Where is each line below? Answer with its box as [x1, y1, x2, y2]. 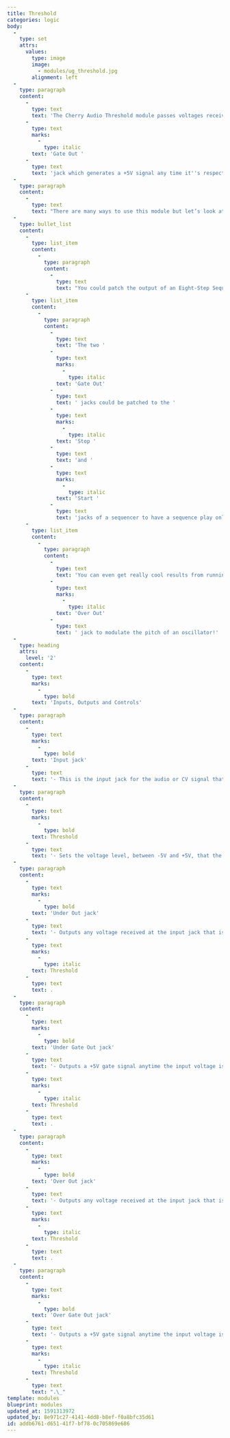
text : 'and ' [55, 457, 94, 464]
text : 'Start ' [55, 495, 99, 502]
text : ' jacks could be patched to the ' [55, 399, 176, 406]
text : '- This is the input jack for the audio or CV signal [31, 776, 210, 782]
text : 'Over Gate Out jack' [31, 1312, 112, 1319]
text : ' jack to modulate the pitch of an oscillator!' [55, 629, 219, 636]
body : [7, 23, 23, 30]
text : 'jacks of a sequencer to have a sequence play [55, 514, 213, 521]
